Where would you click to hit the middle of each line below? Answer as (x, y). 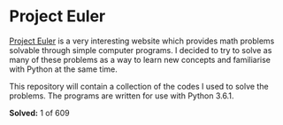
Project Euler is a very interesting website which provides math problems (142, 41)
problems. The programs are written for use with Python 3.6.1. (122, 96)
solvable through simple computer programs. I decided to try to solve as (141, 50)
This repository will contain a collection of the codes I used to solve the (139, 86)
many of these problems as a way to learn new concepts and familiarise (140, 59)
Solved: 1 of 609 (39, 113)
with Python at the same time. (63, 69)
